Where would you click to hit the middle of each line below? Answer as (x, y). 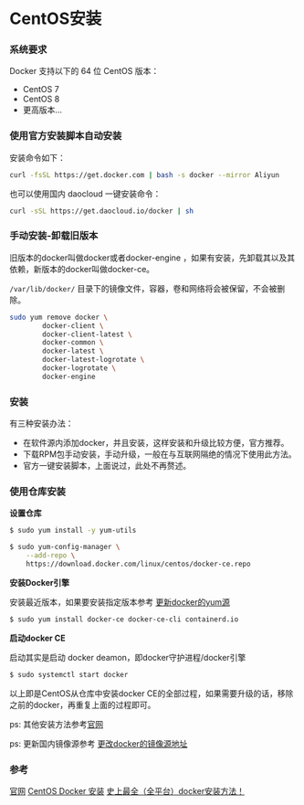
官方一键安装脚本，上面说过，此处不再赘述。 (107, 466)
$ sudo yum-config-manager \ (65, 547)
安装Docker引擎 (40, 582)
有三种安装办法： (42, 424)
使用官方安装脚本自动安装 (66, 136)
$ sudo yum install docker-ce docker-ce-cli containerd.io (124, 619)
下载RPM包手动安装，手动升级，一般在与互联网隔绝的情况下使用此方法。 (159, 454)
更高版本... (42, 110)
